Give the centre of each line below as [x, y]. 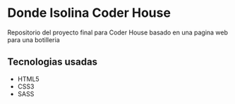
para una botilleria [34, 39]
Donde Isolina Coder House [89, 13]
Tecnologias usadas [52, 62]
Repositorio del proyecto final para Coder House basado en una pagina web [117, 32]
